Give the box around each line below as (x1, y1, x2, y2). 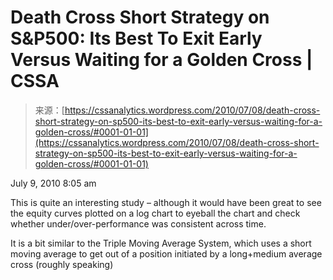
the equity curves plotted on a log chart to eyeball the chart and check (10, 207, 301, 219)
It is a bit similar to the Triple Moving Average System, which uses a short (10, 237, 312, 249)
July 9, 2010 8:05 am (10, 177, 97, 189)
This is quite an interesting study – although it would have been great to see (10, 196, 322, 208)
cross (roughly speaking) (10, 258, 114, 270)
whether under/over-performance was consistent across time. (10, 217, 267, 230)
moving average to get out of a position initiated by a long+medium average (10, 247, 323, 260)
